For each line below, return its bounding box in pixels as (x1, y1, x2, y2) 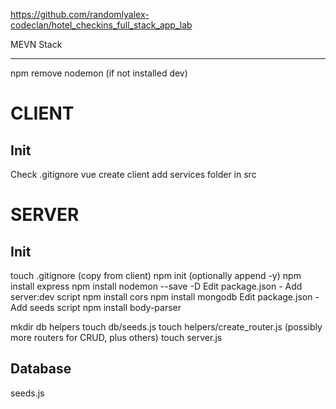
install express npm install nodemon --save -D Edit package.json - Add (10, 280, 303, 292)
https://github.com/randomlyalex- (10, 9, 150, 20)
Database (10, 360, 72, 378)
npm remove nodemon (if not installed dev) (10, 67, 188, 79)
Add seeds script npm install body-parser (10, 302, 182, 313)
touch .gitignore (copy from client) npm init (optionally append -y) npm (10, 270, 302, 281)
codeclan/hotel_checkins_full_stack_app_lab (10, 19, 193, 31)
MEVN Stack (10, 39, 63, 50)
